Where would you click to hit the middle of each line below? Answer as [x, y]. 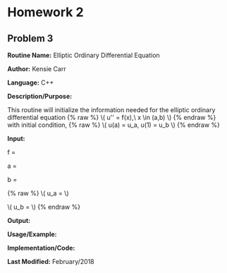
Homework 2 [45, 12]
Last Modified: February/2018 [51, 261]
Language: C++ [31, 83]
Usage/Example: [32, 234]
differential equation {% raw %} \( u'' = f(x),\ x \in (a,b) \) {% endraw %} [112, 117]
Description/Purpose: [40, 96]
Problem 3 [30, 38]
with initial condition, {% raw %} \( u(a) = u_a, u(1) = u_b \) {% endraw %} [114, 125]
